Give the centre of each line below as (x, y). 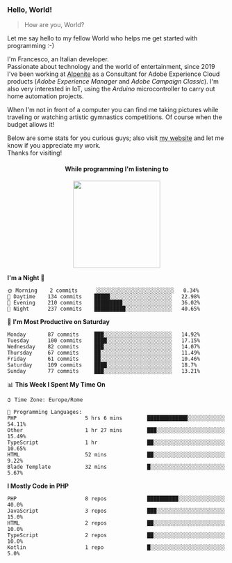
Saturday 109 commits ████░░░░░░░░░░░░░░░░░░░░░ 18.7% (102, 365)
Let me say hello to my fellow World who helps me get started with (102, 38)
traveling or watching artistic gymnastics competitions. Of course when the (115, 117)
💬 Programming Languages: (44, 412)
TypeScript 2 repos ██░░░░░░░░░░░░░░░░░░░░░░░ (116, 535)
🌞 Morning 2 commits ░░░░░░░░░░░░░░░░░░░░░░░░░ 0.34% (103, 291)
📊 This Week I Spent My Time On (56, 384)
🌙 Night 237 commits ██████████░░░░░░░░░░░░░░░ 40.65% (103, 309)
